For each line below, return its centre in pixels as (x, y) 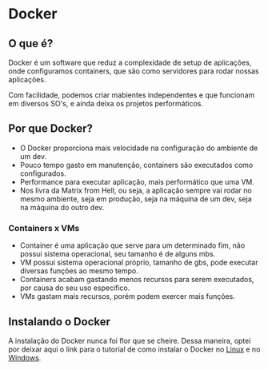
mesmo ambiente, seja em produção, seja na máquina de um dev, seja (136, 199)
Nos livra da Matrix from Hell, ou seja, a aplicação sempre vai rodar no (136, 190)
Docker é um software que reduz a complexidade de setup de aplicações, (130, 62)
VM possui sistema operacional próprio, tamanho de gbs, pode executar (139, 263)
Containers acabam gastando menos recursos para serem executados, (137, 280)
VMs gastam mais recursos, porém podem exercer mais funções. (128, 296)
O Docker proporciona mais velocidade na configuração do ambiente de (139, 148)
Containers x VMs (44, 228)
